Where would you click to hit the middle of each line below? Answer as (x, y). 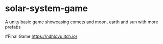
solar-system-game (47, 8)
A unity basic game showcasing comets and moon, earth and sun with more (81, 22)
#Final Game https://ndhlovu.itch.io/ (41, 36)
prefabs (13, 27)
